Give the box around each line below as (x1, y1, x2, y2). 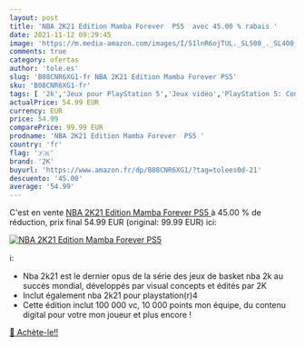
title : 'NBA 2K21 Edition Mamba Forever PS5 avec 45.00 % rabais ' (9, 22, 279, 31)
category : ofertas (9, 55, 79, 64)
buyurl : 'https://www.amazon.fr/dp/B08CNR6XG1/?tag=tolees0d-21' (9, 165, 261, 174)
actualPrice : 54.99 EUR (9, 97, 100, 107)
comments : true (9, 47, 67, 56)
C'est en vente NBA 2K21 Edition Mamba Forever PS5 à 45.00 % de (9, 207, 261, 218)
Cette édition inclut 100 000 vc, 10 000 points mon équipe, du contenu (22, 300, 287, 311)
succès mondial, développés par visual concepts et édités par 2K (22, 281, 268, 292)
